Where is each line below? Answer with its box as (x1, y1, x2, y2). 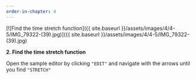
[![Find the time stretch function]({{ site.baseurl (6, 25, 120, 32)
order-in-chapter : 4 (6, 8, 57, 15)
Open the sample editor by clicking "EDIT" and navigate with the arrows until (6, 60, 190, 67)
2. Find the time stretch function (6, 48, 86, 56)
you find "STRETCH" (6, 66, 51, 73)
